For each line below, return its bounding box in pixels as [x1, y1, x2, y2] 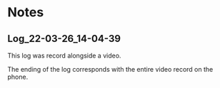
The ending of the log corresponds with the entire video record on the [7, 65, 214, 73]
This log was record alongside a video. [7, 51, 121, 60]
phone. [7, 72, 29, 81]
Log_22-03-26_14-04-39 [7, 33, 121, 45]
